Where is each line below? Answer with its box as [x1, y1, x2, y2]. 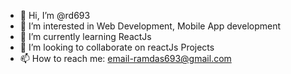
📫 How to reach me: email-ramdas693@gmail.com [19, 53, 232, 64]
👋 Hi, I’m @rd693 [19, 10, 91, 21]
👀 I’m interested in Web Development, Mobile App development [19, 20, 282, 32]
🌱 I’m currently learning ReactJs [19, 31, 152, 42]
